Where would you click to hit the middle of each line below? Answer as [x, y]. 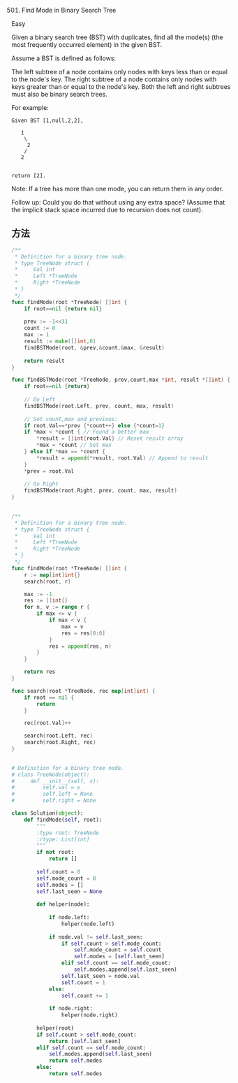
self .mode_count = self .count [118, 950]
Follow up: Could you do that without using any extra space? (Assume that [118, 202]
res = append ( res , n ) [80, 646]
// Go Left [40, 400]
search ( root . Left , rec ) [59, 736]
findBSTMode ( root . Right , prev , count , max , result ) [101, 491]
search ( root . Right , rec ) [60, 743]
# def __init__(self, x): [55, 781]
